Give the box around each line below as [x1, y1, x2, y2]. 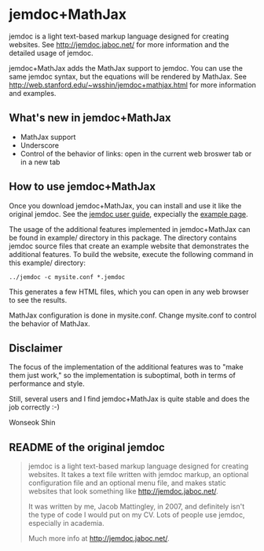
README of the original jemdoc [9, 440, 166, 454]
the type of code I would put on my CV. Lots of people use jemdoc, [27, 510, 245, 520]
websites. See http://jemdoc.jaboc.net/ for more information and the [9, 39, 229, 49]
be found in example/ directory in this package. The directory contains [9, 233, 237, 242]
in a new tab [20, 157, 60, 167]
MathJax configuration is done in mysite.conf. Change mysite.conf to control [9, 310, 257, 320]
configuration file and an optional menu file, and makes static [27, 478, 226, 488]
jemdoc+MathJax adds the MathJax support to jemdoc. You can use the [9, 63, 243, 72]
